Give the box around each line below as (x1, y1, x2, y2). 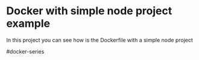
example (6, 17, 51, 30)
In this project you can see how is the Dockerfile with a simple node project (6, 36, 193, 43)
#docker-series (6, 48, 45, 55)
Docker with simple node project (6, 4, 172, 18)
